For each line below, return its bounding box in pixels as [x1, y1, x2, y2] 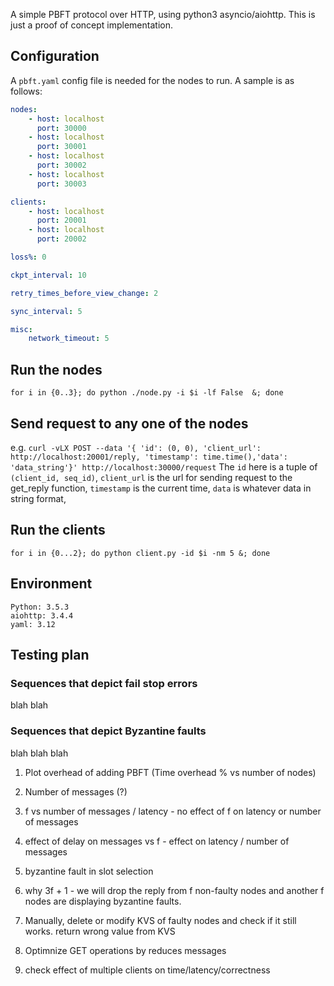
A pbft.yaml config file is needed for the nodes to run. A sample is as [10, 74, 295, 86]
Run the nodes [10, 361, 103, 378]
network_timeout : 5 [28, 334, 110, 344]
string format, [10, 492, 67, 504]
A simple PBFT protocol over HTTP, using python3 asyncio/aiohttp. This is [10, 9, 316, 20]
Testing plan [10, 646, 90, 663]
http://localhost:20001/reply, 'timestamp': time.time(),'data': [10, 452, 288, 462]
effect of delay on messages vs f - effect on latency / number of [24, 835, 290, 847]
